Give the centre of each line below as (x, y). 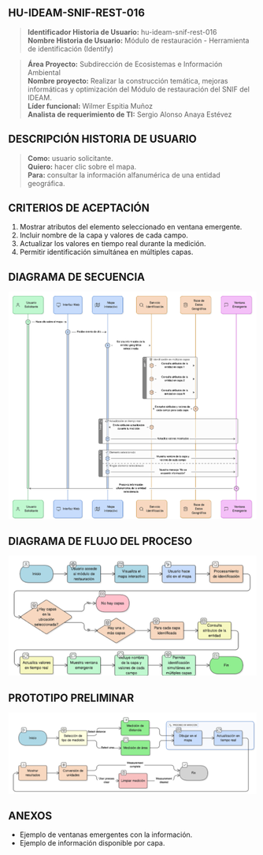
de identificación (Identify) (70, 49)
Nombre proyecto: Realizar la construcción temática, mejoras (128, 80)
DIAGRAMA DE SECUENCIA (77, 276)
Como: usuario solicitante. (70, 158)
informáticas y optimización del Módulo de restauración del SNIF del (139, 89)
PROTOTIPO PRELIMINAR (71, 698)
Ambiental (44, 72)
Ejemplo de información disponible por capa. (92, 843)
